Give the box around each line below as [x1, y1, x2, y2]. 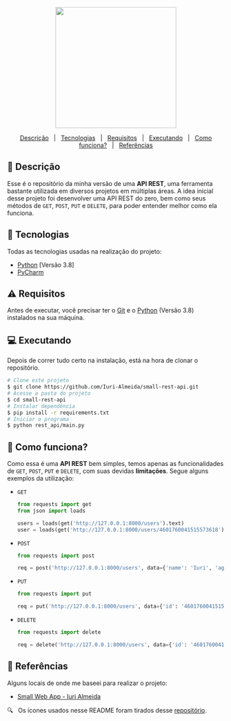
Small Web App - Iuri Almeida [17, 692, 101, 700]
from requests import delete [17, 629, 101, 636]
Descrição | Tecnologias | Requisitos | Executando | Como [19, 134, 212, 142]
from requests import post [17, 552, 95, 559]
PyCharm [17, 268, 44, 276]
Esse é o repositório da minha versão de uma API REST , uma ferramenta [7, 179, 213, 187]
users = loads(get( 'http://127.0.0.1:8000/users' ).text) [17, 520, 185, 527]
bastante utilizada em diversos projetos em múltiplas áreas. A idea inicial [7, 187, 214, 195]
